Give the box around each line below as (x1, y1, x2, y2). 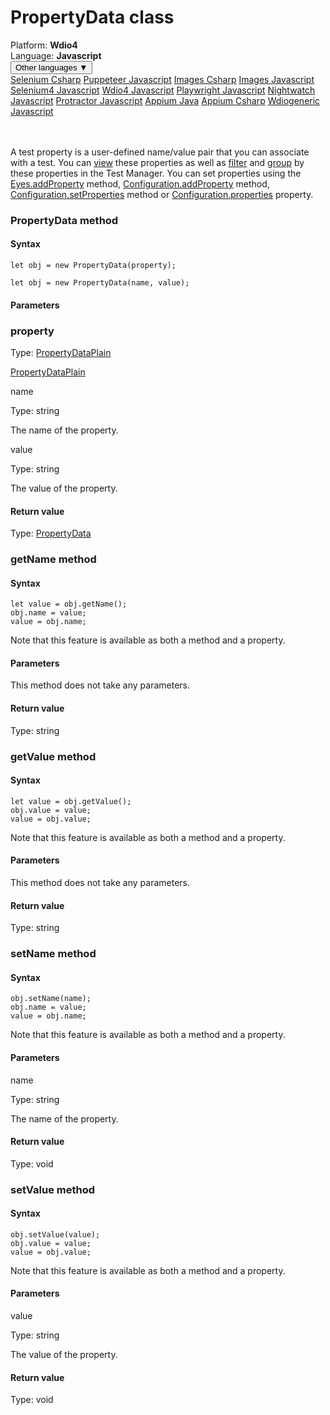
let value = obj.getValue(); (10, 796, 132, 806)
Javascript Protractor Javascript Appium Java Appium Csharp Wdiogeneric (10, 94, 321, 106)
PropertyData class (10, 6, 175, 29)
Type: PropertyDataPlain (10, 346, 112, 358)
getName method (10, 552, 97, 566)
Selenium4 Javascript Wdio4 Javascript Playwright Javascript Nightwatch (10, 84, 316, 96)
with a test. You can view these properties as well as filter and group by (10, 156, 305, 168)
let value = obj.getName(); (10, 599, 128, 610)
